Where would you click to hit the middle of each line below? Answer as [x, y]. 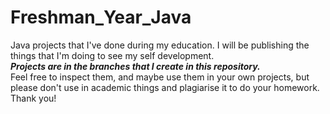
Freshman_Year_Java [101, 17]
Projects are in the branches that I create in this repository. [135, 66]
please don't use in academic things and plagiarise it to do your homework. [165, 87]
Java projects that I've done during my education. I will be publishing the [160, 45]
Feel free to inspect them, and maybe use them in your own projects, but [160, 77]
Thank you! [33, 98]
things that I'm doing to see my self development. [112, 55]
